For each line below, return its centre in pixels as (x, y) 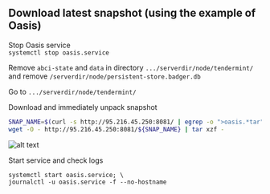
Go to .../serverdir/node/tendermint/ (72, 91)
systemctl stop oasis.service (59, 53)
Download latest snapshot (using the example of (132, 13)
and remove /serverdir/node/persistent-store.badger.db (104, 76)
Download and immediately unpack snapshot (83, 107)
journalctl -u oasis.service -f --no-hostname (88, 182)
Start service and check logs (56, 160)
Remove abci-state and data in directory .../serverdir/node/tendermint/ (131, 67)
